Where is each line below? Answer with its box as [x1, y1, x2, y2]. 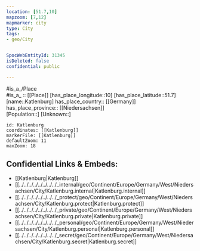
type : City [6, 25, 33, 32]
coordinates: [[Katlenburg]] [6, 127, 79, 133]
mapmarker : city [6, 20, 47, 26]
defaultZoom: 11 [6, 138, 47, 144]
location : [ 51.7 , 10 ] [6, 8, 58, 15]
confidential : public [6, 63, 60, 69]
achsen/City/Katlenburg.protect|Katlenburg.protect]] [14, 200, 144, 207]
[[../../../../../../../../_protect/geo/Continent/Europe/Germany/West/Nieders [14, 194, 193, 201]
